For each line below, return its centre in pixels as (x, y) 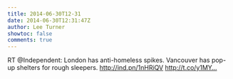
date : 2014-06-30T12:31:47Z (49, 20)
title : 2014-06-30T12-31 (44, 14)
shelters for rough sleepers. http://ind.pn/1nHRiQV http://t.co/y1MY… (117, 68)
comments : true (30, 40)
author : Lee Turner (36, 27)
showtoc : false (30, 34)
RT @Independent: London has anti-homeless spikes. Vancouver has (109, 60)
